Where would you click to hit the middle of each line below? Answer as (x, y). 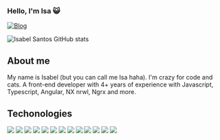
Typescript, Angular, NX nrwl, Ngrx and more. (71, 92)
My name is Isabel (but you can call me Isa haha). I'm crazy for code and (110, 78)
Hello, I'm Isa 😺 (34, 11)
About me (29, 61)
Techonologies (40, 114)
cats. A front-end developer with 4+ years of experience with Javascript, (110, 84)
